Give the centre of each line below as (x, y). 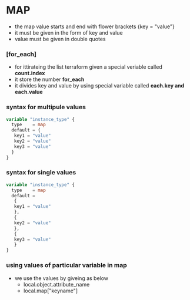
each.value (29, 92)
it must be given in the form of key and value (69, 32)
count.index (30, 73)
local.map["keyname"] (51, 291)
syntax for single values (41, 173)
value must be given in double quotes (60, 39)
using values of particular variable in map (67, 265)
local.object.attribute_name (56, 284)
